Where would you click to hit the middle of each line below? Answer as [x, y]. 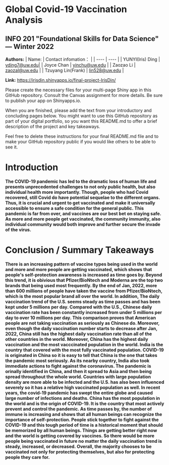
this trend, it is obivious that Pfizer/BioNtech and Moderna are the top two [84, 280]
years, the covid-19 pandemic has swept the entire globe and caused [79, 393]
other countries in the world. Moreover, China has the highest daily [77, 339]
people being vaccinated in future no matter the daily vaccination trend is [84, 441]
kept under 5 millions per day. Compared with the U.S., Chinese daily [79, 307]
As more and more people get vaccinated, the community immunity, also [83, 219]
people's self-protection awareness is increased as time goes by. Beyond [84, 275]
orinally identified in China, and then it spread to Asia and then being [79, 371]
